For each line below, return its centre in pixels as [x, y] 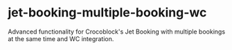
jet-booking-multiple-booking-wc [107, 13]
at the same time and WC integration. [61, 38]
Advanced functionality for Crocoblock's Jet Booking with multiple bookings [117, 32]
